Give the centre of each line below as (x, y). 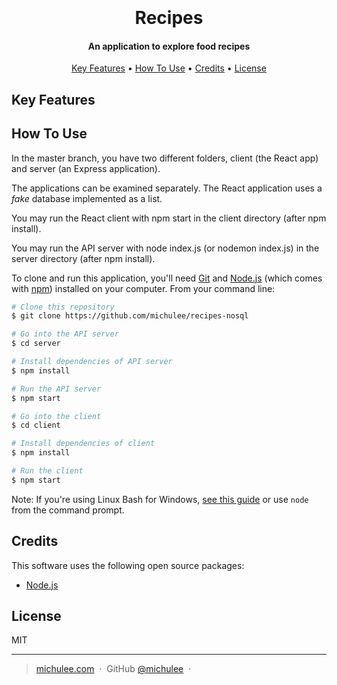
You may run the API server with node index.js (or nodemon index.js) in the (165, 248)
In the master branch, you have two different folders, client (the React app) (165, 158)
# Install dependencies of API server (92, 362)
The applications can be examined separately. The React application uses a (167, 188)
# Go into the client (56, 416)
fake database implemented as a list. (87, 198)
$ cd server (36, 344)
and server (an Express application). (86, 168)
